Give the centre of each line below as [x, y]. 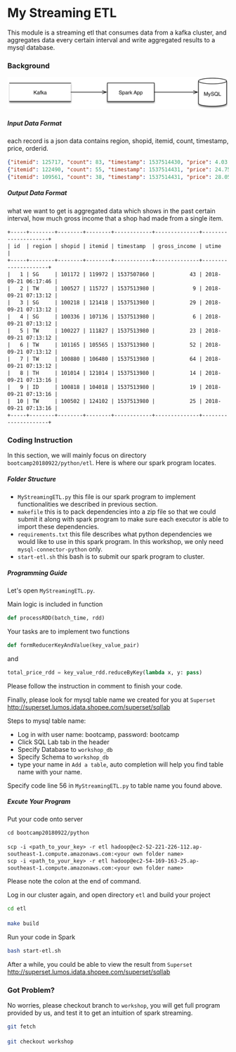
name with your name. [50, 772]
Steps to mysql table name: [47, 721]
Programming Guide [38, 573]
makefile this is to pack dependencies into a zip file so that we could [117, 512]
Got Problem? [31, 990]
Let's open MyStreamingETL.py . [51, 590]
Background [29, 66]
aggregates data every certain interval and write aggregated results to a [111, 39]
